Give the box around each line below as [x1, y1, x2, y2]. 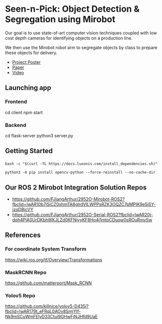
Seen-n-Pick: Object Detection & [5, 3, 140, 15]
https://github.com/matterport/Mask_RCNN [5, 280, 92, 286]
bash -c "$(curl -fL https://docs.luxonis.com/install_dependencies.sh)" [5, 162, 158, 166]
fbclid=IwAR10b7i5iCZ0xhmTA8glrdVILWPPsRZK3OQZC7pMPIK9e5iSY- [12, 202, 156, 207]
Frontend [5, 99, 27, 105]
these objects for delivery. [5, 50, 57, 56]
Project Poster [12, 59, 41, 65]
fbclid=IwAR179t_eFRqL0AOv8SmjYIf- [5, 308, 81, 314]
